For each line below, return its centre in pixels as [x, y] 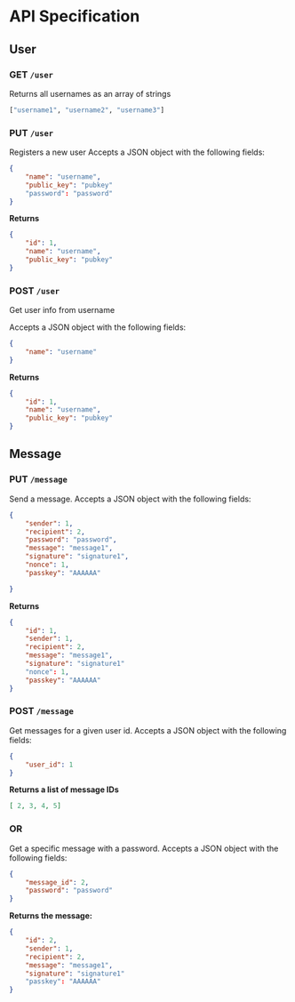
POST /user [35, 291]
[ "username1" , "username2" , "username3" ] [87, 110]
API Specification [75, 16]
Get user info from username [62, 310]
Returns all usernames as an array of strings [90, 93]
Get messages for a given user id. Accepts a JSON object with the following [148, 730]
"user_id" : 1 [49, 765]
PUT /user [32, 132]
